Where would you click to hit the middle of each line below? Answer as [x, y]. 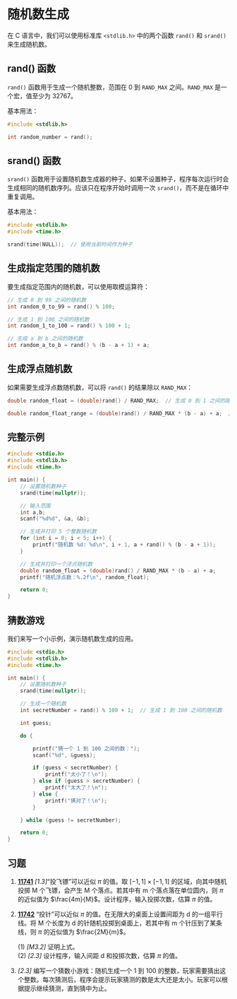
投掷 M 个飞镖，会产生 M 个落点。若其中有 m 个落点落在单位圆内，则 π [120, 890]
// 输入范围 [35, 506]
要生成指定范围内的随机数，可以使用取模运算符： [78, 286]
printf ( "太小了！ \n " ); [76, 774]
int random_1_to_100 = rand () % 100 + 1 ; [69, 326]
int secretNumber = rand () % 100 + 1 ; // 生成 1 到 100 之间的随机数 [121, 711]
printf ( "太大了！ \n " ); [76, 788]
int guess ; [36, 723]
